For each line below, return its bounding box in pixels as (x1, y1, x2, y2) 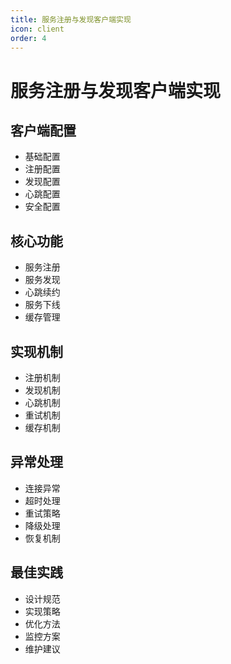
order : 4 (10, 33, 47, 43)
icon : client (10, 24, 65, 34)
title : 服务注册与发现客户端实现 (10, 14, 132, 25)
